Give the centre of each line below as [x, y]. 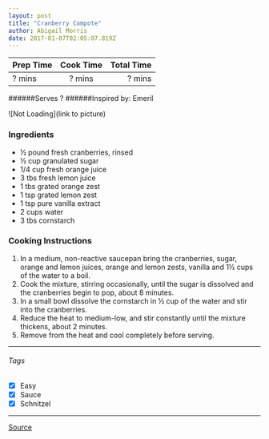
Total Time [131, 65]
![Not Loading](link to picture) [57, 114]
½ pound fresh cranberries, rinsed [76, 152]
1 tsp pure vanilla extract [60, 203]
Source [20, 427]
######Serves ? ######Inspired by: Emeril [81, 99]
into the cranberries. [54, 309]
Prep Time [32, 65]
